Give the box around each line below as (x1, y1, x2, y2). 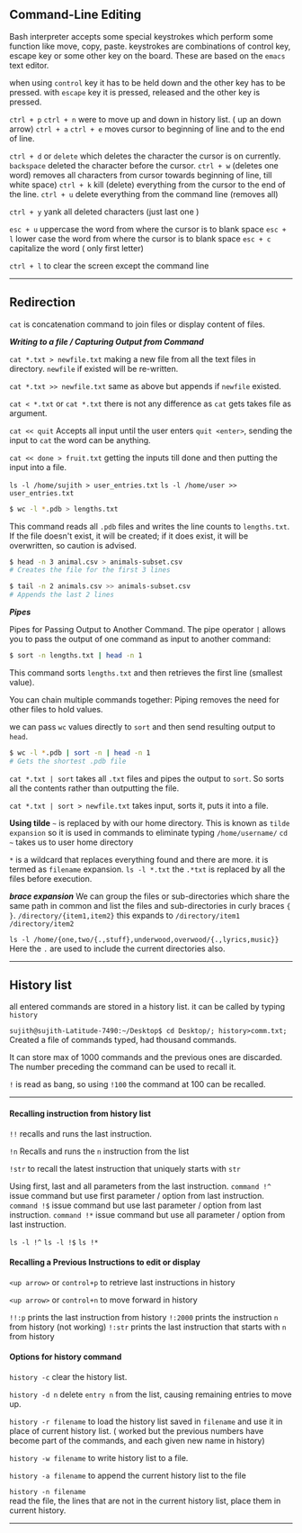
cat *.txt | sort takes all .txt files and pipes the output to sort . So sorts (9, 773, 285, 784)
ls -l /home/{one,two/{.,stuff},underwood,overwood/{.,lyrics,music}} (9, 935, 280, 944)
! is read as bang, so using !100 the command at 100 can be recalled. (9, 1079, 267, 1090)
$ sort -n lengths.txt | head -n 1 (9, 651, 143, 660)
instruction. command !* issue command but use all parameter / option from (9, 1209, 286, 1220)
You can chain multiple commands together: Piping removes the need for (9, 694, 280, 705)
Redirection (9, 295, 76, 310)
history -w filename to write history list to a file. (9, 1453, 189, 1464)
